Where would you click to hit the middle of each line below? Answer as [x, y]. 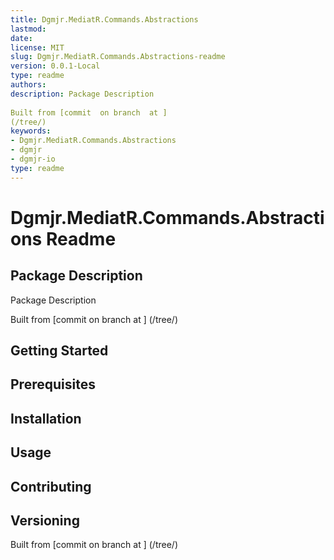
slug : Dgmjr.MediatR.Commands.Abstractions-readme [118, 57]
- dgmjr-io [33, 159]
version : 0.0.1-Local [55, 66]
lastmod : [28, 29]
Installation [46, 418]
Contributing [51, 486]
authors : [28, 85]
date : [21, 38]
